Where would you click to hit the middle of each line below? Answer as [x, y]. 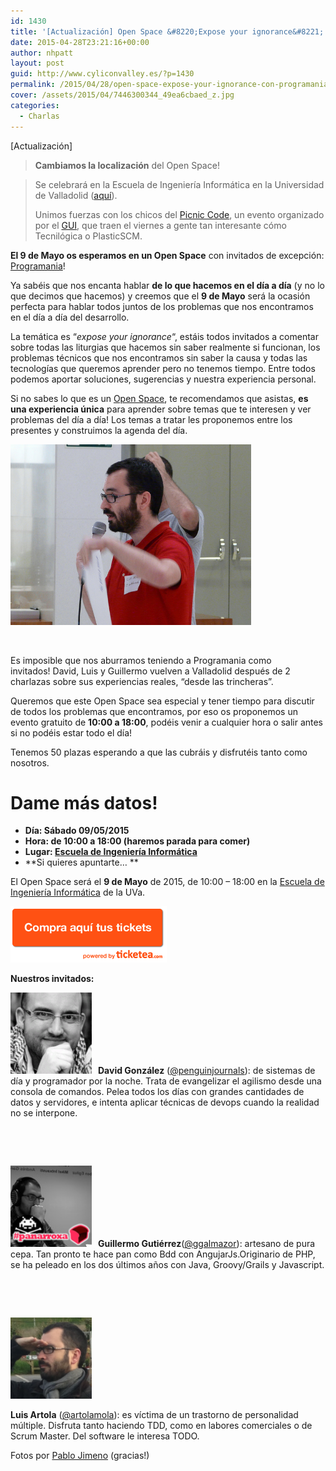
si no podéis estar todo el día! [71, 732]
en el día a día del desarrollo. [70, 317]
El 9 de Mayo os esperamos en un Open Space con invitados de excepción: [167, 255]
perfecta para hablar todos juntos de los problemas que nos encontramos [162, 306]
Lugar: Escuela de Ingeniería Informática [111, 852]
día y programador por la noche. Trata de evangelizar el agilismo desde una [166, 1081]
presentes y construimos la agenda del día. [99, 430]
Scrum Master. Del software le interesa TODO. [105, 1436]
